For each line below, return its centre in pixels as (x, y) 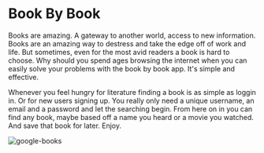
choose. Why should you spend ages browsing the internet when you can (128, 60)
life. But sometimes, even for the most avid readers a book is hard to (119, 52)
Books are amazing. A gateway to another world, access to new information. (132, 35)
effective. (24, 77)
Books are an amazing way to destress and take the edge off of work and (127, 43)
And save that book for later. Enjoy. (65, 126)
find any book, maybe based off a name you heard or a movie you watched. (131, 117)
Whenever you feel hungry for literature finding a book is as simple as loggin (132, 92)
